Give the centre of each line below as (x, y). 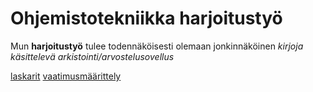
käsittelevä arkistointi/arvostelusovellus (92, 56)
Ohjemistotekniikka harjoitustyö (146, 18)
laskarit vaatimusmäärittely (66, 76)
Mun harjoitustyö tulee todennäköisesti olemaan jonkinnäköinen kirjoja (157, 46)
